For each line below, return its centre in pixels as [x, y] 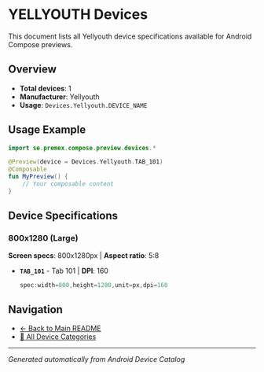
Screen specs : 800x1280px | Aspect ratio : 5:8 [84, 255]
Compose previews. [40, 44]
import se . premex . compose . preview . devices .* [82, 148]
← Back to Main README [60, 329]
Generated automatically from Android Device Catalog [97, 359]
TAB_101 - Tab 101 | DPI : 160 [64, 271]
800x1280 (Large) [43, 238]
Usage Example [47, 130]
